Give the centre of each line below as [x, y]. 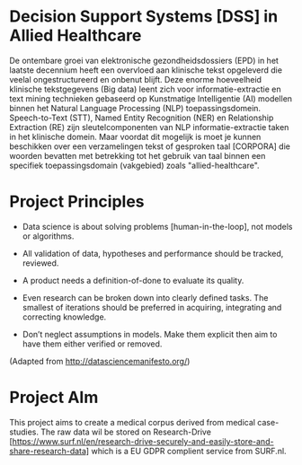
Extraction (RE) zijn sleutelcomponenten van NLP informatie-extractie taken [149, 127]
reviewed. [40, 263]
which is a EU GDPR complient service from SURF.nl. [189, 451]
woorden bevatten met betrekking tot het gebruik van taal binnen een [138, 155]
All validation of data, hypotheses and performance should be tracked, [153, 253]
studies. [24, 432]
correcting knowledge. [64, 317]
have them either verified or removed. [92, 344]
